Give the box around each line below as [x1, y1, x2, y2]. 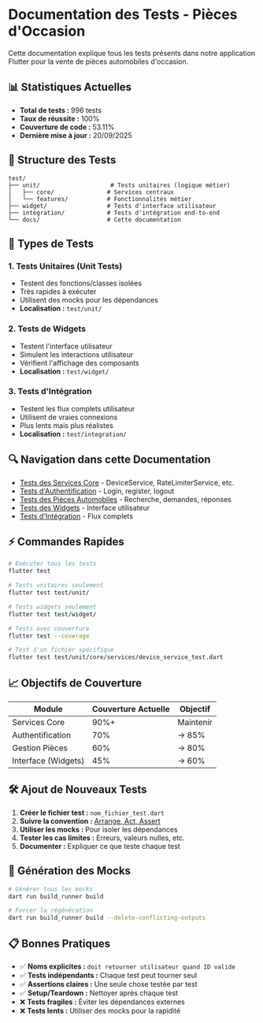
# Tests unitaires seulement [8, 582, 104, 590]
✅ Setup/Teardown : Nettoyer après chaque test [19, 988, 179, 998]
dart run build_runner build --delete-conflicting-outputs [8, 914, 206, 922]
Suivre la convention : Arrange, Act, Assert [19, 816, 161, 825]
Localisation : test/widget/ [19, 366, 109, 376]
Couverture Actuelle [91, 704, 171, 715]
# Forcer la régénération [8, 906, 93, 915]
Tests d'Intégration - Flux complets [19, 511, 134, 521]
